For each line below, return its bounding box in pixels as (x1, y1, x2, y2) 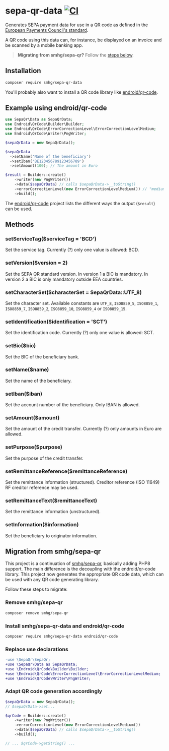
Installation (5, 67, 41, 75)
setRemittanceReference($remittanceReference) (5, 468, 128, 475)
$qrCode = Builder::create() (5, 713, 66, 718)
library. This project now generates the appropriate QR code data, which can (5, 571, 164, 577)
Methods (5, 220, 34, 229)
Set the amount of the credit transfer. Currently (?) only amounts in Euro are (5, 426, 162, 432)
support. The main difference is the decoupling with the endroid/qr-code (5, 566, 156, 572)
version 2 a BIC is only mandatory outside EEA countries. (5, 276, 123, 282)
